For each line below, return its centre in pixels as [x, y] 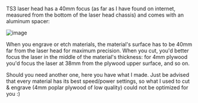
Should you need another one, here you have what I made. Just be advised [98, 75]
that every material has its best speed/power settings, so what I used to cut [98, 81]
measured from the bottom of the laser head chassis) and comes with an [95, 15]
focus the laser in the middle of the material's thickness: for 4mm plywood [97, 57]
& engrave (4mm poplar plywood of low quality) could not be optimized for [97, 88]
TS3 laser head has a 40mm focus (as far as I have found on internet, [91, 9]
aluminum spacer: [28, 21]
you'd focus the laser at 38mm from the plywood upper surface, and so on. [98, 63]
